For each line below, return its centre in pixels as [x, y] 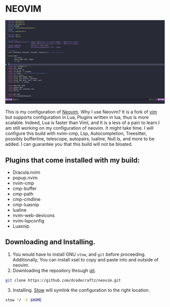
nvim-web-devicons [33, 215]
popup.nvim [25, 178]
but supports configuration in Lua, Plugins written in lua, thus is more [77, 118]
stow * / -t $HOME [24, 300]
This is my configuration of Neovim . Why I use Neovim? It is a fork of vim [81, 112]
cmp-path [23, 194]
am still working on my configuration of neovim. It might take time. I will [79, 128]
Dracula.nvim [26, 172]
